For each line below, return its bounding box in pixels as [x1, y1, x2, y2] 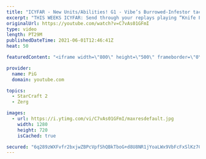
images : [6, 110, 26, 116]
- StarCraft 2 [12, 93, 48, 100]
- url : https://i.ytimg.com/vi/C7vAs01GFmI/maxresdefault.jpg [12, 116, 174, 122]
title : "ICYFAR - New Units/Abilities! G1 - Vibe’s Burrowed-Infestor [6, 9, 191, 15]
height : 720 [17, 127, 48, 133]
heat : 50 [6, 43, 29, 50]
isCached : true [17, 133, 56, 139]
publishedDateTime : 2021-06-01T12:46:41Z [6, 37, 114, 43]
